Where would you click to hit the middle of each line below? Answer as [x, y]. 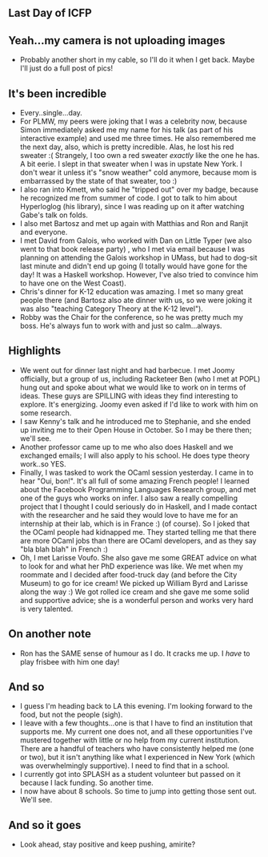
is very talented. [46, 608]
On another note [50, 634]
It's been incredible [57, 93]
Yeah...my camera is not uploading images [117, 40]
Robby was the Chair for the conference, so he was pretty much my [132, 317]
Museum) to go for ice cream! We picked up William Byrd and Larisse [134, 583]
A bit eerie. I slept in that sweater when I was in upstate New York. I [131, 164]
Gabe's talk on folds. [54, 215]
